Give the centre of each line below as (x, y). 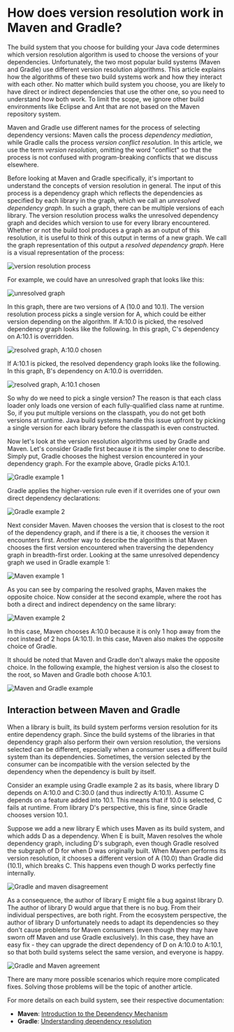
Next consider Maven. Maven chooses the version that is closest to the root (116, 525)
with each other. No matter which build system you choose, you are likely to (116, 84)
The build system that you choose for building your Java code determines (114, 47)
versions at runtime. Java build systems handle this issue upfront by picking (116, 420)
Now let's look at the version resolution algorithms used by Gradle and (108, 441)
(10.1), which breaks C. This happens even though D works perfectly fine (111, 866)
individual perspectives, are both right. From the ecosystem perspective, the (117, 915)
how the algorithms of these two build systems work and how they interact (115, 77)
